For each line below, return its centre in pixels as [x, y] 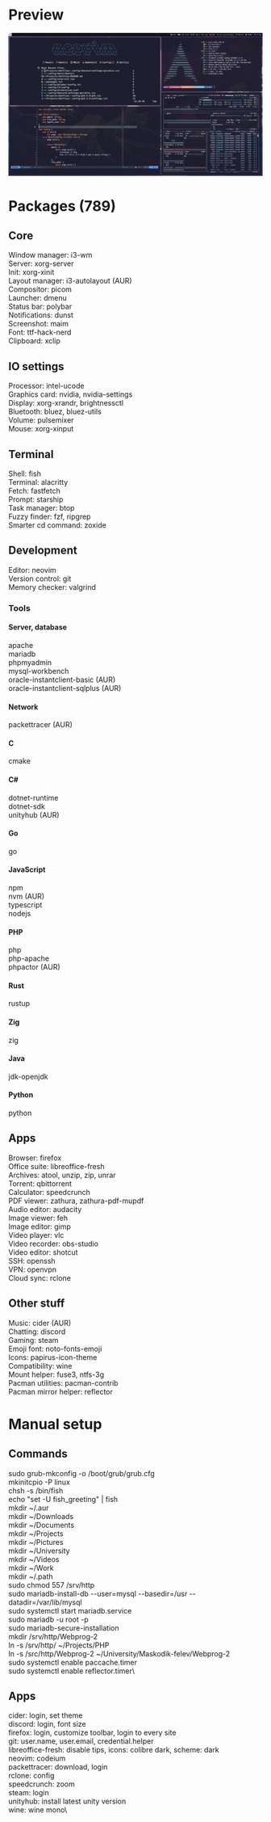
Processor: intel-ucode [46, 386]
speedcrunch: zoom [42, 1784]
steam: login [29, 1793]
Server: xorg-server [41, 263]
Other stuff [37, 1304]
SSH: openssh [32, 1260]
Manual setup [55, 1424]
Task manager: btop [42, 508]
